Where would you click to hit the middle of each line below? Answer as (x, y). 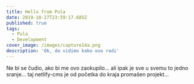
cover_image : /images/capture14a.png (53, 46)
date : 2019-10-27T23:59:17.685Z (47, 17)
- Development (29, 40)
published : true (26, 23)
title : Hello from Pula (36, 12)
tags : (13, 28)
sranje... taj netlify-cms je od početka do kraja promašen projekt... (88, 74)
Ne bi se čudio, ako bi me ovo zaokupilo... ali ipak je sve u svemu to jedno (97, 68)
